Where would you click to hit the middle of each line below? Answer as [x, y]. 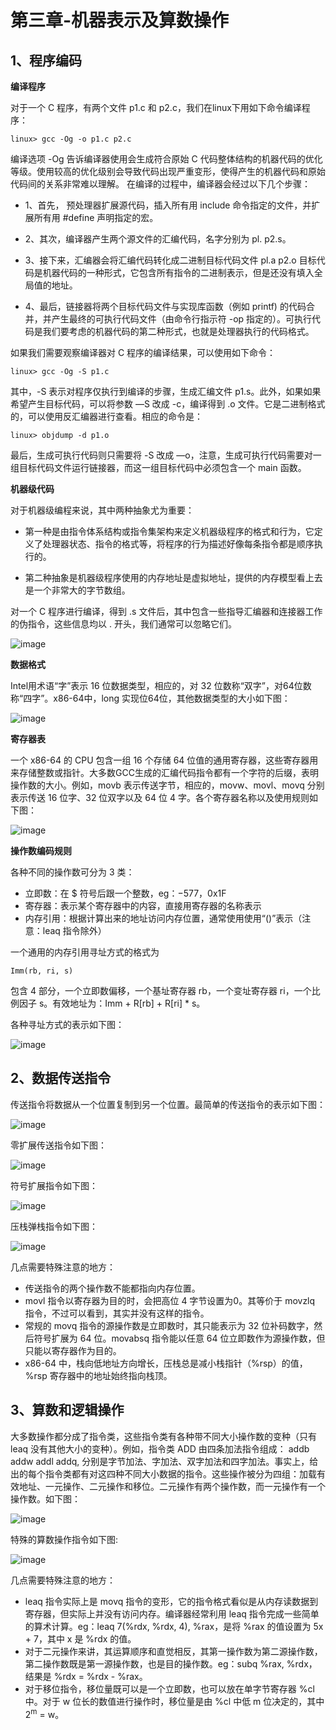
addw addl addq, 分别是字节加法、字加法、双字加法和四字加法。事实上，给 [164, 1461]
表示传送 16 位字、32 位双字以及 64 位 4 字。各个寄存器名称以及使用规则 [160, 797]
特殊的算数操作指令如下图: [64, 1539]
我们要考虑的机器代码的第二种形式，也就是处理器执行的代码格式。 [178, 331]
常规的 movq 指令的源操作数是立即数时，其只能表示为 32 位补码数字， [169, 1325]
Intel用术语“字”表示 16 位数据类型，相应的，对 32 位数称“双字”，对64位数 [161, 685]
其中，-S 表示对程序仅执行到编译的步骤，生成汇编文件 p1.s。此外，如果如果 [166, 391]
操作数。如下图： [45, 1498]
